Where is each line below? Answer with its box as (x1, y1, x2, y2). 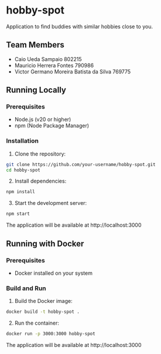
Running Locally (6, 85, 66, 95)
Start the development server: (14, 200, 87, 207)
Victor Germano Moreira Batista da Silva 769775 (14, 68, 131, 75)
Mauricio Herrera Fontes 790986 (14, 62, 94, 69)
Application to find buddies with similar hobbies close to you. (6, 23, 153, 30)
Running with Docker (6, 238, 84, 248)
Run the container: (14, 319, 60, 326)
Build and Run (6, 284, 47, 292)
